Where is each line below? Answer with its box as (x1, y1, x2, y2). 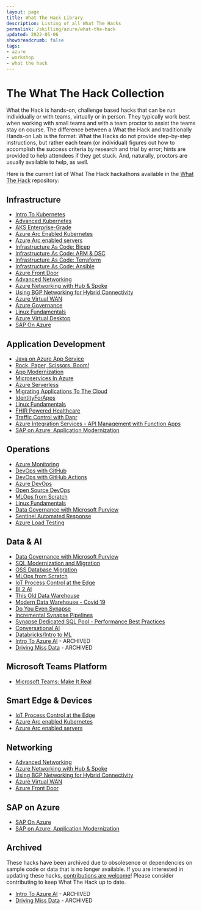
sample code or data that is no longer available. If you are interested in (6, 865, 184, 873)
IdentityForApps (15, 394, 56, 402)
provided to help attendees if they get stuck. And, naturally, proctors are (6, 152, 188, 160)
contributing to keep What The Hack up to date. (6, 878, 126, 886)
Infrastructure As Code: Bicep (15, 243, 90, 251)
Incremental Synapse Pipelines (15, 611, 93, 618)
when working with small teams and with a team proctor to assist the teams (6, 120, 197, 127)
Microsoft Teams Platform (6, 661, 107, 672)
